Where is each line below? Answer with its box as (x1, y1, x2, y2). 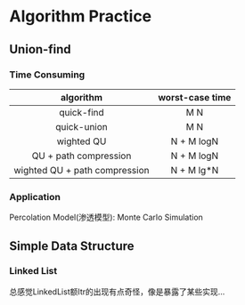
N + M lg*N (170, 164, 219, 176)
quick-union (54, 120, 109, 132)
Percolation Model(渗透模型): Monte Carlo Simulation (9, 212, 203, 223)
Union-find (9, 42, 71, 57)
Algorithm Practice (9, 6, 152, 27)
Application (9, 190, 61, 203)
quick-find (59, 106, 104, 118)
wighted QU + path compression (13, 164, 150, 176)
